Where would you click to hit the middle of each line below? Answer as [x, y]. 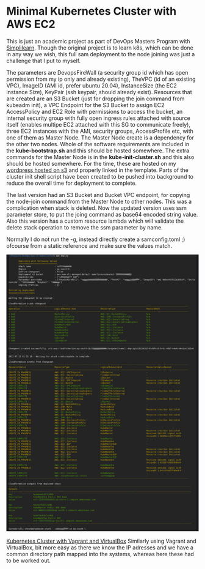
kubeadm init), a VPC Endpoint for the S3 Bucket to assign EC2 [85, 105]
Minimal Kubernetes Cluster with [92, 11]
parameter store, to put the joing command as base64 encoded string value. [102, 214]
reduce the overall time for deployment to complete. [72, 183]
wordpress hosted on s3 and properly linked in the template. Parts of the [98, 170]
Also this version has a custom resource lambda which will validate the [95, 221]
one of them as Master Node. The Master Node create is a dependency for [100, 137]
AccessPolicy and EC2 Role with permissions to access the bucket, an [95, 111]
